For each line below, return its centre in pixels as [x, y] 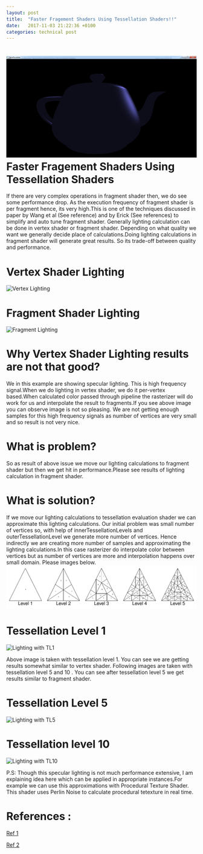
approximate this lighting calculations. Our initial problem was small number [100, 524]
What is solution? [51, 501]
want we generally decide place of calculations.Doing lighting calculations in [101, 235]
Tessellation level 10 [58, 744]
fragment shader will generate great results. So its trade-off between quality [101, 241]
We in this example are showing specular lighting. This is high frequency [96, 384]
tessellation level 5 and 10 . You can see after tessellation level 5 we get [95, 672]
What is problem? [51, 447]
